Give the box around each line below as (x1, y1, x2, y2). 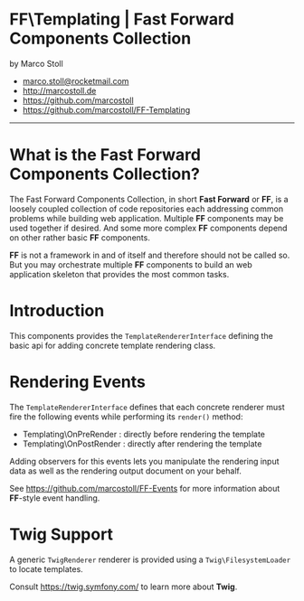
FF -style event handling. (9, 493, 100, 503)
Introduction (9, 301, 105, 321)
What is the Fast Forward (9, 145, 202, 165)
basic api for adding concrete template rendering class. (9, 340, 216, 351)
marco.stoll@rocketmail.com (22, 75, 129, 86)
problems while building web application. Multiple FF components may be (9, 212, 284, 223)
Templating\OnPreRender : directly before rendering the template (22, 428, 265, 439)
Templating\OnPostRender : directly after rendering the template (22, 438, 262, 449)
